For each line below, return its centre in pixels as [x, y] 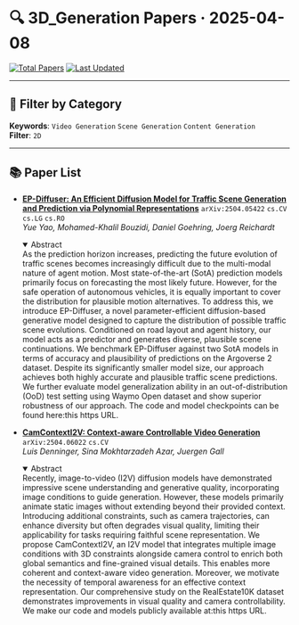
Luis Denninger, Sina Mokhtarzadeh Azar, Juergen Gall [123, 451]
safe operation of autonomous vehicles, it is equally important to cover [151, 292]
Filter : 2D [25, 135]
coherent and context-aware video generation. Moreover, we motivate [151, 572]
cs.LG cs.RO [43, 218]
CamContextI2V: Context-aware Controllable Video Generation [141, 432]
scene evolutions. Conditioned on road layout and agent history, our [146, 329]
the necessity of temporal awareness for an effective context [134, 582]
